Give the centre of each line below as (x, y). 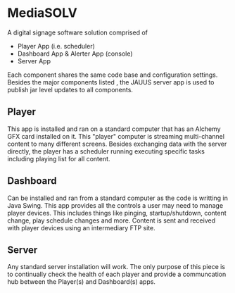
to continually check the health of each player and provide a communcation (117, 274)
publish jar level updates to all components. (70, 89)
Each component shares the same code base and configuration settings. (113, 75)
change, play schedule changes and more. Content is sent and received (112, 220)
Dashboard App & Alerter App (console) (75, 54)
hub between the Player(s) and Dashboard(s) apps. (82, 282)
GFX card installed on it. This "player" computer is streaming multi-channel (116, 136)
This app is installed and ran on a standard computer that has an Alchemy (114, 129)
